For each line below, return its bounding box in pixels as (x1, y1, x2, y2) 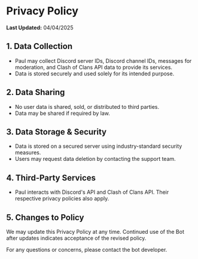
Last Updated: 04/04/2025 (6, 24, 74, 31)
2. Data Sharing (6, 87, 65, 97)
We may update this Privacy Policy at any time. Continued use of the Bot (6, 228, 184, 235)
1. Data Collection (6, 41, 73, 51)
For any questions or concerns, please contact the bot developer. (6, 246, 167, 253)
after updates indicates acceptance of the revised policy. (6, 234, 147, 242)
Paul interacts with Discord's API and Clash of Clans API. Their (14, 188, 169, 196)
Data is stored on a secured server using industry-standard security (14, 142, 182, 150)
